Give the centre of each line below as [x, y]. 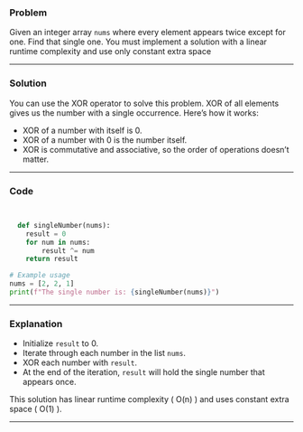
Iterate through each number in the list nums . [104, 353]
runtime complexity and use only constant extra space [110, 52]
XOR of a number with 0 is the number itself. [105, 140]
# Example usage [40, 276]
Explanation [36, 324]
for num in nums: [58, 242]
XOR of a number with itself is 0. [82, 130]
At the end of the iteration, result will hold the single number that [143, 372]
